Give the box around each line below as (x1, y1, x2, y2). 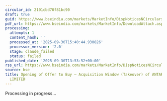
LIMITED (9, 77, 26, 82)
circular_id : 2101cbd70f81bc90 (5, 7, 70, 12)
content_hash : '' (9, 35, 46, 40)
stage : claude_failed (9, 49, 55, 54)
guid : (5, 16, 16, 21)
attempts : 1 (9, 30, 35, 35)
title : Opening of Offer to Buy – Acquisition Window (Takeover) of (5, 72, 150, 77)
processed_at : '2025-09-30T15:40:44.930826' (9, 40, 103, 45)
